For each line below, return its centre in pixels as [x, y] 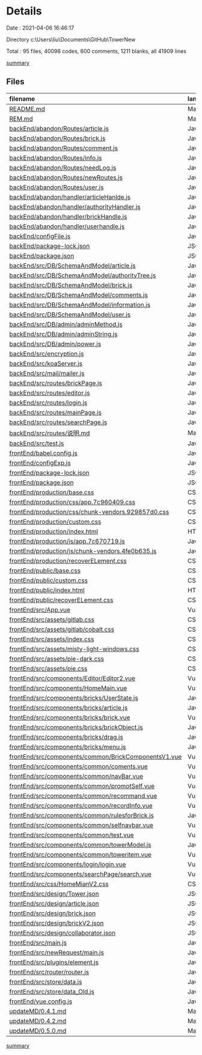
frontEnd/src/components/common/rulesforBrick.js [82, 815]
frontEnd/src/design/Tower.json [54, 894]
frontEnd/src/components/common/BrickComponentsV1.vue [96, 756]
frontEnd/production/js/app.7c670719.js [67, 541]
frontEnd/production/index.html [54, 531]
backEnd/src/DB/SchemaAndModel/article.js [73, 265]
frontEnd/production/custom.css [55, 521]
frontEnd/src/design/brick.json [53, 913]
